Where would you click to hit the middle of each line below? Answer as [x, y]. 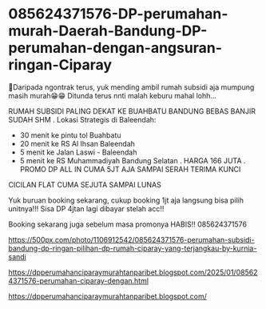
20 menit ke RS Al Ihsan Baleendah [77, 143]
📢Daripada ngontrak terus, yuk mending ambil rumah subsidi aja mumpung [131, 87]
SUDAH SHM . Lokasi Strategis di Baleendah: [82, 119]
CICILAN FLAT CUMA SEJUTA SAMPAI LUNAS [85, 184]
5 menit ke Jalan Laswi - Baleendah [78, 152]
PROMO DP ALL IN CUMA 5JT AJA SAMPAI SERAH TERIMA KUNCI [130, 169]
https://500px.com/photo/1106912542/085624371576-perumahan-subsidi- [131, 239]
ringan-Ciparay [60, 65]
